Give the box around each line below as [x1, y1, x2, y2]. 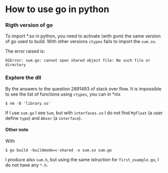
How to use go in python [5, 4, 110, 15]
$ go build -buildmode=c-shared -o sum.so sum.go [5, 148, 112, 153]
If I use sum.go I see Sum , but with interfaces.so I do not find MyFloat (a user [5, 110, 163, 116]
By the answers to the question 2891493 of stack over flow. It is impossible [5, 85, 162, 92]
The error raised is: [5, 48, 46, 54]
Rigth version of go [5, 22, 53, 29]
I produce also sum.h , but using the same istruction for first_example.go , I [5, 156, 159, 162]
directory [5, 62, 26, 68]
